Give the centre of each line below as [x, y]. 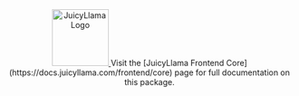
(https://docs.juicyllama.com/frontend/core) [91, 72]
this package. [149, 82]
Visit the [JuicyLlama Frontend [167, 63]
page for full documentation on [232, 72]
